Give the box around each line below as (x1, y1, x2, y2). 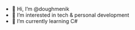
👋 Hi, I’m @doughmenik (11, 6, 70, 12)
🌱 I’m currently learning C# (11, 18, 78, 24)
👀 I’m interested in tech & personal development (11, 12, 130, 18)
